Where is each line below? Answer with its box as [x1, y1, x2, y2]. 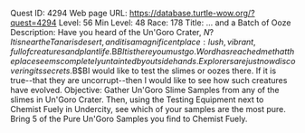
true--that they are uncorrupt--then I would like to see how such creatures [10, 75, 288, 85]
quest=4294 [10, 17, 57, 28]
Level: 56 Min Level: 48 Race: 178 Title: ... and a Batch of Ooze [58, 17, 291, 28]
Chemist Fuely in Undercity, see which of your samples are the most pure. [10, 104, 286, 114]
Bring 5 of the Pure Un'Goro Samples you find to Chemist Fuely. [10, 113, 248, 124]
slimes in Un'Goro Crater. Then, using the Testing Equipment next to [10, 94, 264, 105]
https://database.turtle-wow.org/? [129, 8, 256, 18]
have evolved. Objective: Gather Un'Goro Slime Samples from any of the [10, 85, 280, 95]
